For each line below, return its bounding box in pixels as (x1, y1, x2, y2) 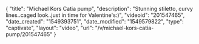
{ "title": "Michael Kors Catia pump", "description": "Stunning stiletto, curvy (5, 5, 194, 12)
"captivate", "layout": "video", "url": (5, 24, 94, 31)
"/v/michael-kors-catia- (95, 24, 154, 31)
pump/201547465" (5, 31, 53, 38)
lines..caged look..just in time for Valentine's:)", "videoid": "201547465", (5, 11, 185, 19)
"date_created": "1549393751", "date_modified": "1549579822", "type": (5, 18, 184, 25)
